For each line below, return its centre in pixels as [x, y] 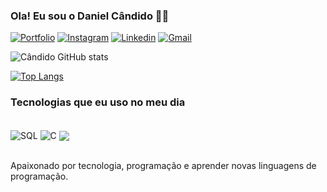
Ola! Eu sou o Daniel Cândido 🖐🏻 [90, 16]
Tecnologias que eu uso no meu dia [98, 102]
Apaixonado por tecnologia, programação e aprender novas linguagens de [163, 166]
